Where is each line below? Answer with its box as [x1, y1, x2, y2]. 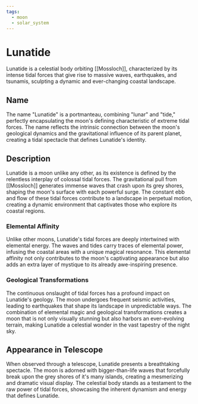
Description [6, 153, 51, 164]
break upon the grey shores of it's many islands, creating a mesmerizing [6, 373, 183, 380]
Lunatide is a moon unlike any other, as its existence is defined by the [6, 169, 177, 176]
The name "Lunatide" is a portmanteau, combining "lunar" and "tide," [6, 111, 175, 118]
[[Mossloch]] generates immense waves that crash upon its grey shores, [6, 182, 184, 189]
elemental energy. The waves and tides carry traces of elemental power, [6, 242, 184, 249]
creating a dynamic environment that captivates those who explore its [6, 201, 177, 208]
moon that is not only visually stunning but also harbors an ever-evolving [6, 315, 184, 322]
